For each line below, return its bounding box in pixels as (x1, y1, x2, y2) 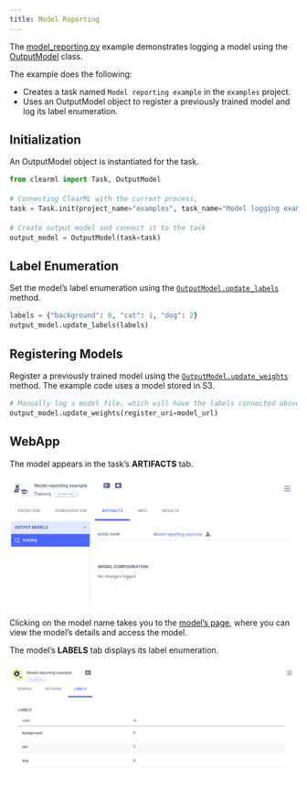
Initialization (9, 133, 82, 148)
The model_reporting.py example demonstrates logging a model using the (9, 41, 288, 52)
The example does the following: (9, 69, 132, 80)
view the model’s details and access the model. (9, 626, 187, 637)
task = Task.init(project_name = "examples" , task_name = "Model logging (9, 204, 281, 214)
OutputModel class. (9, 50, 84, 61)
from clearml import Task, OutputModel (9, 175, 162, 185)
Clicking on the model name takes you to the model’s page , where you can (9, 617, 291, 628)
